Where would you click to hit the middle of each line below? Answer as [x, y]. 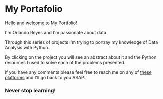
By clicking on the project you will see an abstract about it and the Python [81, 57]
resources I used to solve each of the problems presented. [65, 62]
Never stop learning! [31, 90]
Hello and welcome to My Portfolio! [41, 23]
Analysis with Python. [27, 47]
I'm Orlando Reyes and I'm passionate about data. [56, 32]
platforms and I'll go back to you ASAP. [45, 77]
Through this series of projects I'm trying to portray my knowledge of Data [82, 42]
